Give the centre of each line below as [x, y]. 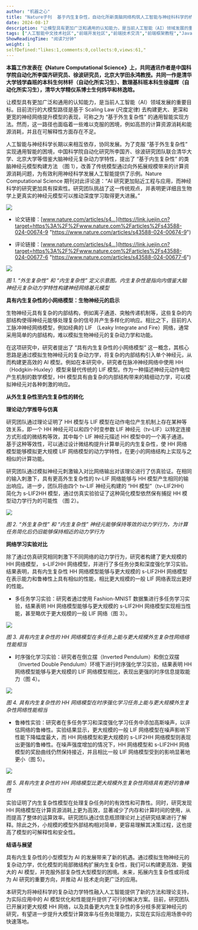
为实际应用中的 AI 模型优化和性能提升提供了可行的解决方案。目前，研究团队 [98, 899]
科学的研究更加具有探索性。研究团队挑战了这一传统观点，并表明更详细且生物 [99, 188]
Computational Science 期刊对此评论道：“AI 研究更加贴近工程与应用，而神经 [99, 181]
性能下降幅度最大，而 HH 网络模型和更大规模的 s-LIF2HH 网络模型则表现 [103, 737]
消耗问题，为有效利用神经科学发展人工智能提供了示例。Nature [86, 173]
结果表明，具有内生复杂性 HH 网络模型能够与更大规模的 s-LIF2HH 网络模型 [97, 571]
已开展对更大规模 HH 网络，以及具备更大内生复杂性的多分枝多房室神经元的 [97, 906]
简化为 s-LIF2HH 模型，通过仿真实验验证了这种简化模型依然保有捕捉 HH [93, 493]
